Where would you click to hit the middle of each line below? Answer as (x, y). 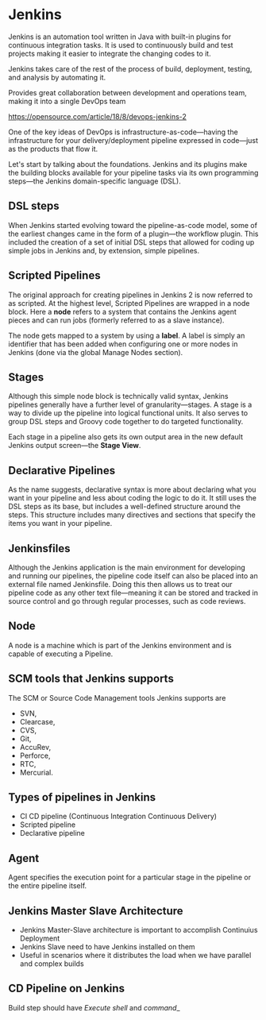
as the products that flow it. (53, 149)
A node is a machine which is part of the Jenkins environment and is (120, 645)
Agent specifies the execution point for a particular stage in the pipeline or (130, 877)
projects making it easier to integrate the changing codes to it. (110, 53)
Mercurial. (37, 772)
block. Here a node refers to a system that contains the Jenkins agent (122, 311)
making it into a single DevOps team (67, 101)
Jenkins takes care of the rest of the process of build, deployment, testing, (130, 68)
